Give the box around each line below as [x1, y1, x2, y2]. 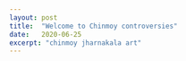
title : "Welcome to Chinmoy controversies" [9, 22, 178, 30]
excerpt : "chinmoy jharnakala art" [9, 38, 142, 48]
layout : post [9, 13, 58, 22]
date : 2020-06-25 [9, 30, 82, 39]
